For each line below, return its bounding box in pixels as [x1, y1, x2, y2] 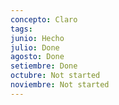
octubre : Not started [10, 71, 101, 81]
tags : [10, 24, 33, 34]
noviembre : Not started [10, 80, 110, 90]
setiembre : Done [10, 61, 78, 71]
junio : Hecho [10, 33, 65, 43]
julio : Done [10, 42, 60, 53]
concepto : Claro [10, 14, 78, 25]
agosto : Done [10, 52, 65, 62]
